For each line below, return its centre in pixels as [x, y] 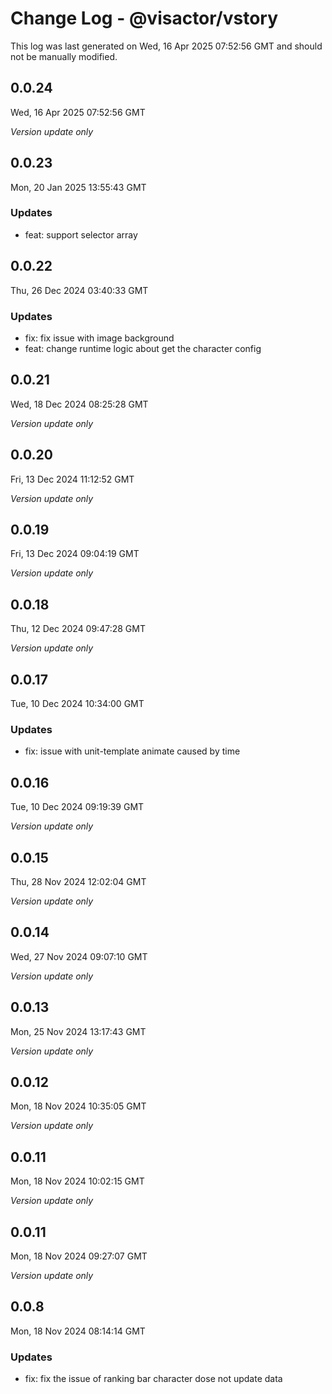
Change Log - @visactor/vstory [144, 18]
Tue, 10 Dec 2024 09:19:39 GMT [77, 807]
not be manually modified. [64, 56]
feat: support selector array [81, 234]
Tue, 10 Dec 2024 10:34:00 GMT [77, 704]
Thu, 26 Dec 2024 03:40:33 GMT [79, 290]
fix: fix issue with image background [99, 338]
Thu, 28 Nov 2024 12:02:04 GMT [78, 881]
